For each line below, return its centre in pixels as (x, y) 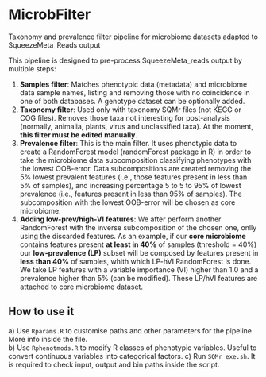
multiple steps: (33, 68)
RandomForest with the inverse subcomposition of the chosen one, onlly (138, 227)
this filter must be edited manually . (78, 135)
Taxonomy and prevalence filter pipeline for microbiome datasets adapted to (133, 37)
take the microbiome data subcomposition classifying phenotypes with (135, 160)
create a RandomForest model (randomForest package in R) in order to (135, 152)
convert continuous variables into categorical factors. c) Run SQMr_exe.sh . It (132, 356)
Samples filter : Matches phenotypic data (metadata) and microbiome (133, 84)
